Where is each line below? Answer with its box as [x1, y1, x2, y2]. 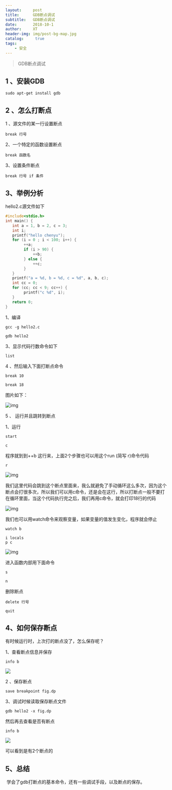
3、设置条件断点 [5, 162, 40, 168]
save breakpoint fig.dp [5, 689, 56, 694]
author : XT [5, 27, 38, 32]
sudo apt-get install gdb [5, 91, 60, 96]
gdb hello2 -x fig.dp [5, 709, 52, 714]
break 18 [5, 382, 24, 388]
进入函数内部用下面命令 [5, 559, 55, 565]
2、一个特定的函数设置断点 [5, 142, 62, 148]
